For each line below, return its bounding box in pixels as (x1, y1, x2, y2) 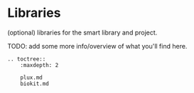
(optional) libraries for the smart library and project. (7, 28, 158, 37)
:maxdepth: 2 (20, 61, 59, 68)
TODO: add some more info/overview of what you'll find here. (7, 42, 188, 50)
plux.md (20, 74, 43, 81)
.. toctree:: (7, 55, 46, 63)
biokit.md (20, 80, 50, 87)
